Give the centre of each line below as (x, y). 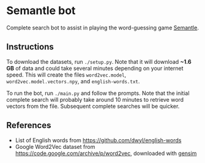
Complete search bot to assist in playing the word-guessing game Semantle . (102, 28)
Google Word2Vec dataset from (55, 146)
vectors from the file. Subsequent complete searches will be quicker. (93, 106)
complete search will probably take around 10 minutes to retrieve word (95, 99)
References (29, 125)
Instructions (30, 47)
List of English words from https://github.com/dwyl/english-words (98, 140)
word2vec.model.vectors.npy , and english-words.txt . (73, 81)
